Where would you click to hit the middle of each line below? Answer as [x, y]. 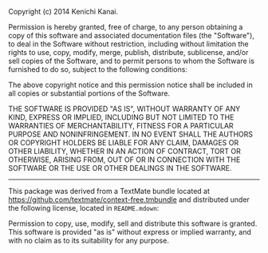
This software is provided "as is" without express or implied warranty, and [130, 232]
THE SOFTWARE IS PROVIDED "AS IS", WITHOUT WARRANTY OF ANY [124, 109]
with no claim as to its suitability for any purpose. [89, 240]
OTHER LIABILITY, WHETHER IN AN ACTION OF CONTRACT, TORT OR [124, 151]
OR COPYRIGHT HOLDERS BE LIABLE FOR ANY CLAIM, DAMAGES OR [124, 142]
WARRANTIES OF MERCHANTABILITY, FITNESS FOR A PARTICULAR [121, 126]
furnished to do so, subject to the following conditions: [98, 69]
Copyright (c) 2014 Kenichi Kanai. [63, 12]
